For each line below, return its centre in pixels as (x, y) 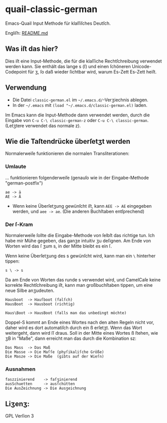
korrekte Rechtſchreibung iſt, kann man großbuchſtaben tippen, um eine (79, 285)
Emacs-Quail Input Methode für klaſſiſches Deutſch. (58, 23)
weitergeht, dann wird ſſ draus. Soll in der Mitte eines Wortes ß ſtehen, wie (82, 333)
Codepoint (16, 72)
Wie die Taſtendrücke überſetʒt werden (68, 141)
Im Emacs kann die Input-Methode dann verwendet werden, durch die (77, 115)
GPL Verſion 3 (20, 416)
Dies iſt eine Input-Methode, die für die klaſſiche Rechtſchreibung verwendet (83, 61)
